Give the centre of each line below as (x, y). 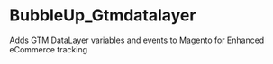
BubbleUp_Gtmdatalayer (103, 16)
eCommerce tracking (49, 49)
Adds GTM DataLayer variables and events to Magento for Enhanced (137, 40)
